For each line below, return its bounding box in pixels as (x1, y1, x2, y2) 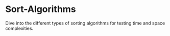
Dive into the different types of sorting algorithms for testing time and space (5, 20, 165, 26)
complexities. (5, 25, 34, 31)
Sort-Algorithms (5, 3, 76, 15)
